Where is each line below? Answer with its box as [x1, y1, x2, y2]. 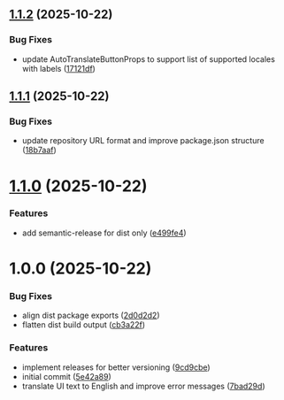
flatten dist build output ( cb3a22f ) [21, 319, 146, 330]
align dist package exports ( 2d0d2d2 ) [21, 310, 161, 321]
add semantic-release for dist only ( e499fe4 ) [21, 227, 188, 238]
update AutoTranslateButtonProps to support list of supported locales [21, 53, 276, 65]
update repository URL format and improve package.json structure [21, 135, 265, 146]
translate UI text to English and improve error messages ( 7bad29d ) [21, 381, 265, 391]
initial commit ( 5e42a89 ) [21, 371, 112, 381]
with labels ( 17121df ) [21, 63, 96, 73]
